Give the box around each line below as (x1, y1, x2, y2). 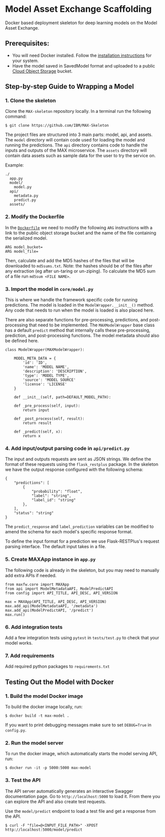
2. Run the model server (5, 739, 64, 746)
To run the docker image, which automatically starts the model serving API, (5, 751, 158, 757)
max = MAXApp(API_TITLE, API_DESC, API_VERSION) (5, 599, 107, 604)
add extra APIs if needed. (5, 572, 57, 578)
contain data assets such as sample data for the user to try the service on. (5, 153, 156, 159)
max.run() (5, 612, 26, 617)
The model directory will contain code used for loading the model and (5, 137, 145, 143)
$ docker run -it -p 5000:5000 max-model (5, 766, 92, 770)
